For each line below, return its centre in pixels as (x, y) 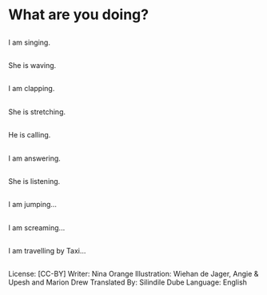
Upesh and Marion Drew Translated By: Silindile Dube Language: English (128, 282)
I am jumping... (33, 205)
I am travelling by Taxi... (47, 251)
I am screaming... (37, 227)
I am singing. (29, 42)
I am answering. (35, 158)
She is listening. (34, 181)
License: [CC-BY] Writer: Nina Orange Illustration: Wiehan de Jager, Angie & (133, 274)
